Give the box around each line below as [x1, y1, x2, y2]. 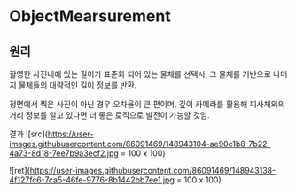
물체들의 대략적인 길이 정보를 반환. [18, 80, 137, 90]
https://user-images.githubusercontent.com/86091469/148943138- [29, 166, 277, 175]
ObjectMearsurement [9, 6, 171, 27]
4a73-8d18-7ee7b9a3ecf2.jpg [9, 148, 120, 159]
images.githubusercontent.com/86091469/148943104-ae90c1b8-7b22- [9, 139, 272, 149]
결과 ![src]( [9, 128, 49, 139]
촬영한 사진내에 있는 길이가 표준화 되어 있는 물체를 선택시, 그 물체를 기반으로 [9, 69, 272, 79]
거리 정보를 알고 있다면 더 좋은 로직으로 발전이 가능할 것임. [9, 110, 210, 120]
